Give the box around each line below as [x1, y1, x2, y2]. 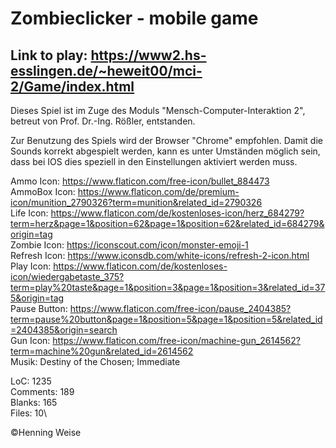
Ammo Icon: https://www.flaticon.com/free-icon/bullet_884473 [10, 175, 270, 187]
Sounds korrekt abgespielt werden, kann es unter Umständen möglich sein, [10, 145, 321, 157]
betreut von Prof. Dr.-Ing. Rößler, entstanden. [10, 115, 196, 127]
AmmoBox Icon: [10, 186, 76, 197]
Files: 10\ [10, 407, 48, 419]
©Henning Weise [10, 427, 82, 438]
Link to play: [10, 47, 88, 64]
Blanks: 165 [10, 397, 58, 408]
